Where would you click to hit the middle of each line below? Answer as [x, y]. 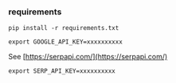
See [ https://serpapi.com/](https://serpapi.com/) [88, 57]
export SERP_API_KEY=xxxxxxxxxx [62, 71]
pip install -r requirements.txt [64, 28]
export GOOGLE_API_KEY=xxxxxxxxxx [66, 42]
